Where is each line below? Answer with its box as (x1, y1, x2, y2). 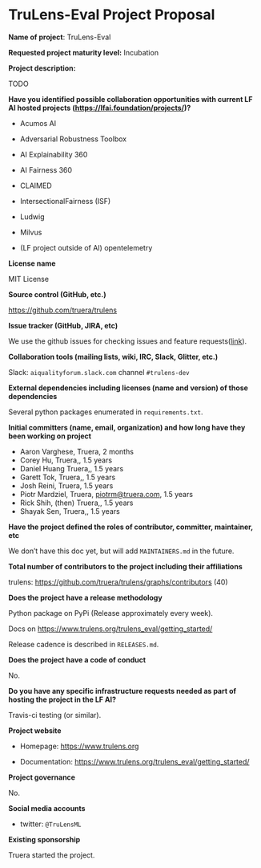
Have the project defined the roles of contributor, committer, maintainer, (8, 522, 254, 532)
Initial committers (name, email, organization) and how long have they (8, 422, 246, 432)
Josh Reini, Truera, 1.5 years (19, 480, 114, 491)
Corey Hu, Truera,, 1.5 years (19, 455, 113, 465)
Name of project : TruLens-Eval (8, 32, 111, 42)
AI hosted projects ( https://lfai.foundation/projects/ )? (8, 103, 191, 112)
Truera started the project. (8, 850, 95, 860)
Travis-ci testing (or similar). (8, 710, 102, 719)
